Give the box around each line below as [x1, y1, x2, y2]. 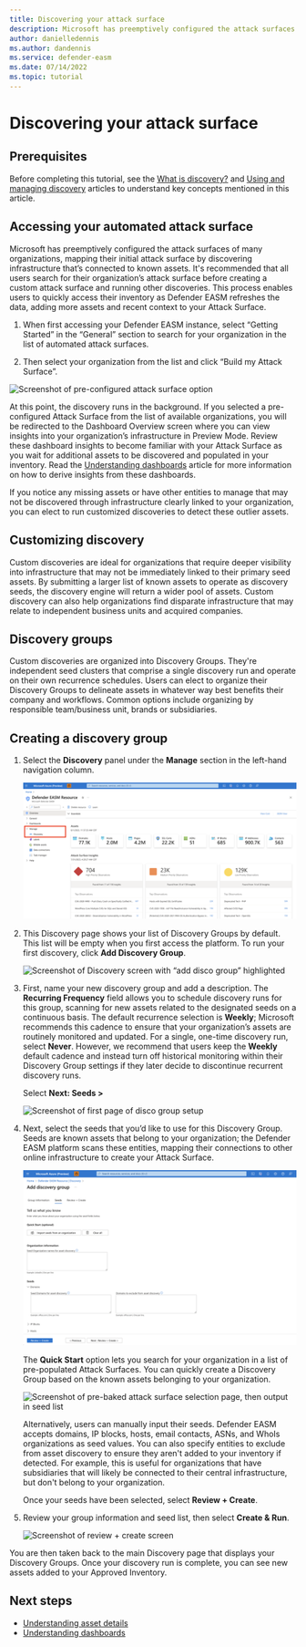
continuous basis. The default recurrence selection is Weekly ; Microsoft [22, 1012, 294, 1023]
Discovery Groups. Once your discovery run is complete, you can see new [9, 1557, 289, 1568]
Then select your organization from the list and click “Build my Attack [22, 356, 282, 367]
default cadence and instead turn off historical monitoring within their [22, 1051, 284, 1062]
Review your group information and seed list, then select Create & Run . [22, 1512, 290, 1523]
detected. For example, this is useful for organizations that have [22, 1457, 262, 1468]
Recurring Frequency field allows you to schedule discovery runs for [22, 992, 282, 1003]
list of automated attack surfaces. [22, 338, 149, 349]
